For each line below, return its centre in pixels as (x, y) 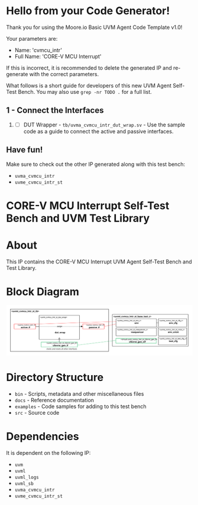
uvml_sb (24, 483)
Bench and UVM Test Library (78, 218)
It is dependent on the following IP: (48, 452)
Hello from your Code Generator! (88, 11)
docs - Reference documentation (54, 400)
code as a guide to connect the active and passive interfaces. (98, 131)
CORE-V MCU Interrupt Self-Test (88, 206)
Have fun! (25, 150)
